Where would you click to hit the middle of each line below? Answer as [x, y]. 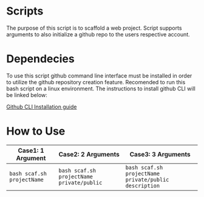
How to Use [36, 131]
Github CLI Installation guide [42, 107]
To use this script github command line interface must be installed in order [99, 75]
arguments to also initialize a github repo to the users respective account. [98, 34]
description [142, 185]
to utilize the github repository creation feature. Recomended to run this [96, 82]
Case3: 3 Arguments [160, 154]
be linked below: [27, 95]
